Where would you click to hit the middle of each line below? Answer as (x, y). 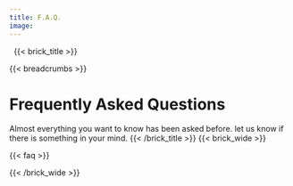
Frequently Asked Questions (117, 104)
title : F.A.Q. (36, 17)
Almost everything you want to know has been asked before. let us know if (146, 129)
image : (21, 26)
